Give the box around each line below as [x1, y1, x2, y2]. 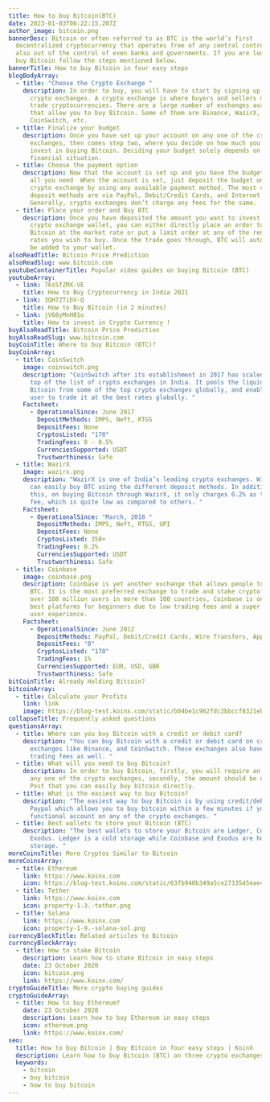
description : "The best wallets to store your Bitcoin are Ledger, [22, 827, 253, 835]
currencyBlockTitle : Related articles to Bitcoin [8, 931, 178, 940]
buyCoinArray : [8, 348, 56, 356]
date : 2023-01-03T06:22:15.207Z [8, 19, 117, 27]
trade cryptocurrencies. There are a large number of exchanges [29, 101, 250, 109]
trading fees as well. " [29, 752, 113, 760]
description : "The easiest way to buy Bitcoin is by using [22, 797, 225, 805]
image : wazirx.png [22, 468, 84, 476]
